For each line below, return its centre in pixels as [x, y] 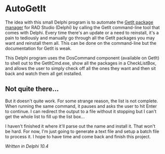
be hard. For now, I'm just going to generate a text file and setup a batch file [82, 131]
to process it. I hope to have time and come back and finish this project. [78, 136]
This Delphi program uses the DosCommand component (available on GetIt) [82, 58]
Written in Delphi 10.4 [27, 146]
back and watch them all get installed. [44, 73]
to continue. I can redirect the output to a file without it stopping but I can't [81, 111]
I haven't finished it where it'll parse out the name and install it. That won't [80, 126]
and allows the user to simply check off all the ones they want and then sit [81, 68]
